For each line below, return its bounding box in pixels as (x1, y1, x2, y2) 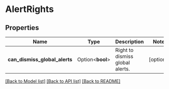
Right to (115, 46, 134, 53)
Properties (5, 23, 39, 32)
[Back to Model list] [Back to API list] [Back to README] (5, 78, 121, 84)
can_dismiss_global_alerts (8, 56, 73, 63)
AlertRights (5, 3, 54, 15)
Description (115, 38, 144, 45)
